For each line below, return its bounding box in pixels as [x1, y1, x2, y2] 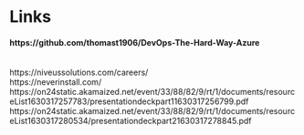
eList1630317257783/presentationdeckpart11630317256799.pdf [9, 96, 249, 107]
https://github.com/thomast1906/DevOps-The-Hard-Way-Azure [9, 36, 260, 47]
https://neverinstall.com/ [9, 77, 102, 88]
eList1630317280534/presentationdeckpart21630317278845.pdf [9, 116, 253, 127]
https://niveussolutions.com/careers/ [9, 67, 149, 78]
